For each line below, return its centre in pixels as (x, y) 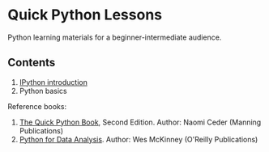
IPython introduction (53, 82)
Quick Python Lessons (85, 15)
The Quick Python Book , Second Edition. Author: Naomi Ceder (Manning (140, 122)
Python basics (43, 91)
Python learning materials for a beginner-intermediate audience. (115, 37)
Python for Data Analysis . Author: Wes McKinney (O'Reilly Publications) (139, 139)
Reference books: (37, 106)
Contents (32, 63)
